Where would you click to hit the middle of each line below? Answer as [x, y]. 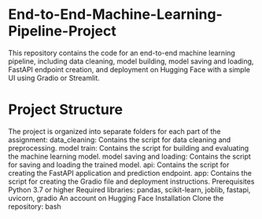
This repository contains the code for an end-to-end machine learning [122, 53]
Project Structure [66, 109]
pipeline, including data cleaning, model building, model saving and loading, [131, 61]
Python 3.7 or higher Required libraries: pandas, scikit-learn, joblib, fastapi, [129, 189]
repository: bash [35, 206]
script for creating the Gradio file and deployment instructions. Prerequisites [131, 181]
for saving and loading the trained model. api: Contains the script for [119, 164]
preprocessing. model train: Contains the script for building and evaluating [129, 148]
